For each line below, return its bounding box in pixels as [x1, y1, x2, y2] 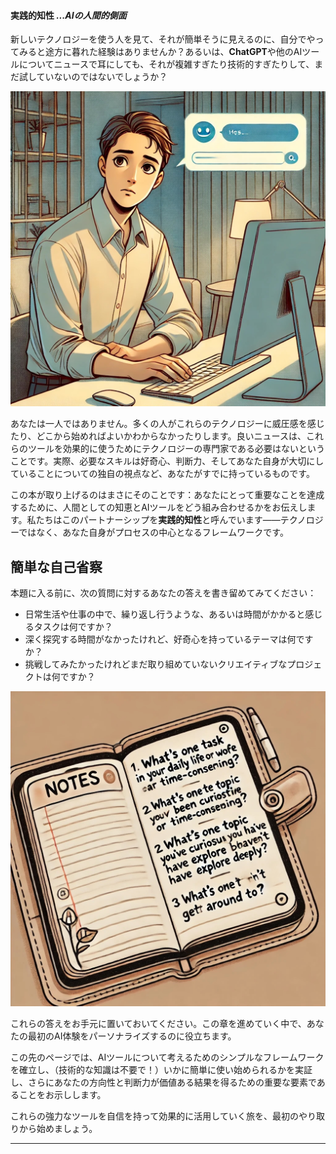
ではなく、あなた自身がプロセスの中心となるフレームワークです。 [18, 526, 289, 539]
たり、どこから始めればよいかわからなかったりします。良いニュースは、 [10, 430, 307, 442]
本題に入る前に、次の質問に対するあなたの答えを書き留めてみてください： [10, 587, 317, 599]
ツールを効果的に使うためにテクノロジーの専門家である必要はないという [27, 443, 326, 455]
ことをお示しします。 [18, 1089, 107, 1101]
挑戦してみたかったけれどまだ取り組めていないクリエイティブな [24, 658, 288, 670]
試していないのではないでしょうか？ [18, 71, 168, 83]
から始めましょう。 [18, 1123, 98, 1135]
